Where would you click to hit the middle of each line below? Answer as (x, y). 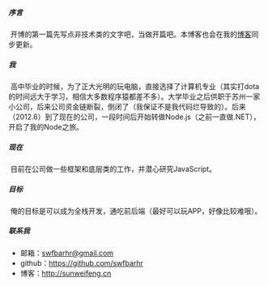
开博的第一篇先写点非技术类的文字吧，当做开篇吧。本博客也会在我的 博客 (131, 34)
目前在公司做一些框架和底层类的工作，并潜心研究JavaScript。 (113, 169)
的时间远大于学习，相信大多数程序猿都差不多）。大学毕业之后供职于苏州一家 (134, 96)
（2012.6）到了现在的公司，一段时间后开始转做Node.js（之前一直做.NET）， (134, 117)
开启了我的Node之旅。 (46, 126)
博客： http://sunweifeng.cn (66, 273)
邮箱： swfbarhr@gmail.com (67, 253)
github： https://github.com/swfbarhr (82, 263)
